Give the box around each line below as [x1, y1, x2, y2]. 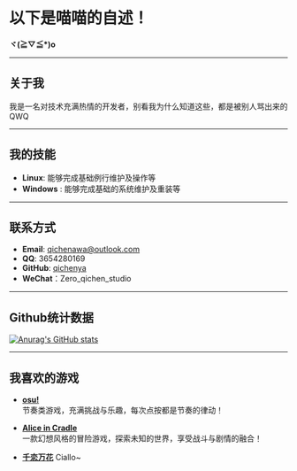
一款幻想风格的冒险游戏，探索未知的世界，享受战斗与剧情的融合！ [21, 433, 263, 444]
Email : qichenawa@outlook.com [21, 244, 140, 255]
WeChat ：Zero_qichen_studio [21, 274, 132, 284]
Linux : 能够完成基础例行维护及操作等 [21, 172, 156, 182]
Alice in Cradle [21, 422, 78, 433]
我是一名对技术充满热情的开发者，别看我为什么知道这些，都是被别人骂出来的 [9, 101, 288, 112]
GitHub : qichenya [21, 263, 87, 274]
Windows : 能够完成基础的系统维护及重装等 [21, 183, 181, 194]
